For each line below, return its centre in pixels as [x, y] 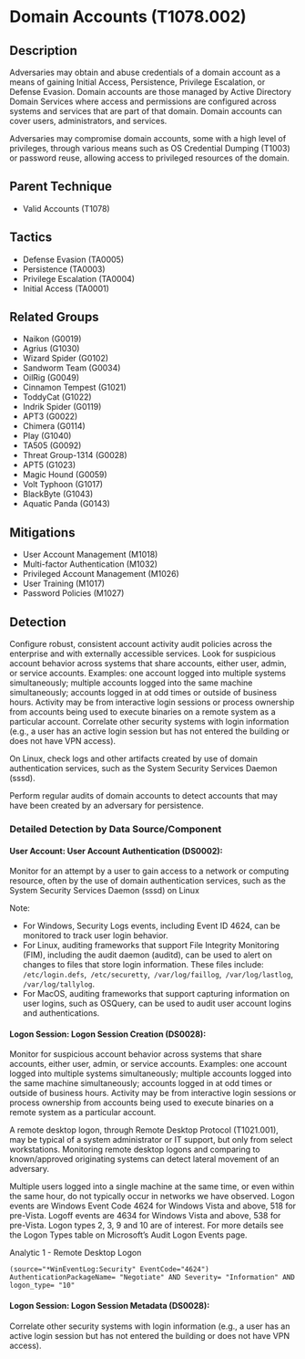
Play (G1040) [47, 436]
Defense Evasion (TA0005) [73, 259]
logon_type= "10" [42, 1286]
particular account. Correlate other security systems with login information [149, 722]
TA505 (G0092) [52, 445]
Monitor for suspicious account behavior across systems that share [136, 1054]
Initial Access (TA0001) [66, 288]
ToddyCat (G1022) [57, 397]
